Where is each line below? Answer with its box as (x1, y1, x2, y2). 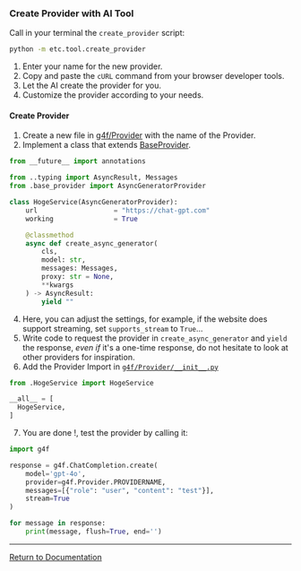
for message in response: (9, 519, 106, 528)
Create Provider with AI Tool (9, 7, 134, 20)
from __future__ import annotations (9, 157, 146, 166)
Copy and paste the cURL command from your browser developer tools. (21, 71, 285, 82)
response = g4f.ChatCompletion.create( (9, 461, 159, 470)
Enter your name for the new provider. (21, 61, 163, 72)
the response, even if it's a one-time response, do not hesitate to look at (21, 342, 288, 352)
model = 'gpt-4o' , (25, 469, 87, 478)
